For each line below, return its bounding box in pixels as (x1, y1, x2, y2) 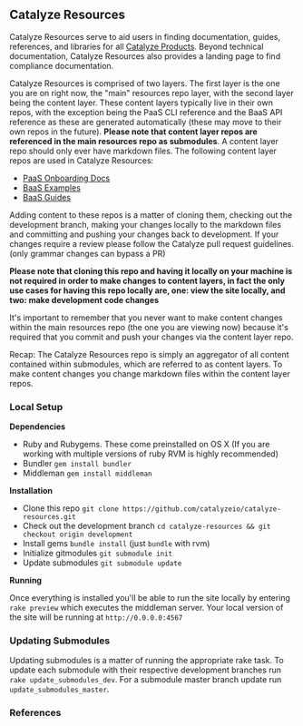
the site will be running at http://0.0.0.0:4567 (9, 612, 183, 623)
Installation (9, 486, 53, 496)
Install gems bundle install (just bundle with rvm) (22, 538, 210, 549)
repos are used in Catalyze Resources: (9, 154, 154, 166)
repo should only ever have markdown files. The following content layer (9, 145, 277, 156)
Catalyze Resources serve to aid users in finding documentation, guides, (9, 31, 281, 42)
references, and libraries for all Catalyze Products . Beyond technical (9, 41, 264, 52)
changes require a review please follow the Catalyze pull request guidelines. (9, 238, 295, 249)
